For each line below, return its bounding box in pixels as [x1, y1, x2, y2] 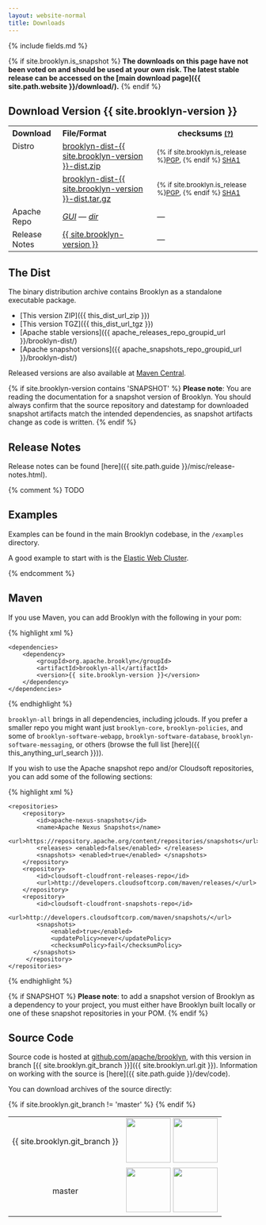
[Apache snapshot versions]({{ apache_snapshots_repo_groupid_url [19, 344, 242, 354]
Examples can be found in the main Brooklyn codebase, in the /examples [8, 529, 244, 539]
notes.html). [8, 470, 47, 479]
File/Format [62, 128, 107, 139]
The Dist [8, 266, 51, 279]
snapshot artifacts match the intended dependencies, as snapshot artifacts [8, 409, 253, 419]
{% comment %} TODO [8, 485, 85, 494]
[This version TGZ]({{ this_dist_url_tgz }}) [19, 319, 154, 329]
